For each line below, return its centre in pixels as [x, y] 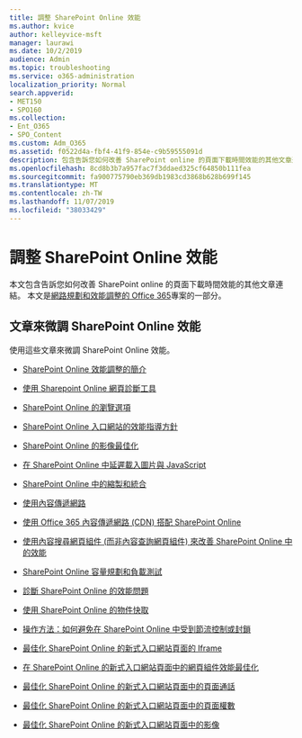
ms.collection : [38, 118]
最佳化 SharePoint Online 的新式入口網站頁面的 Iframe [122, 648]
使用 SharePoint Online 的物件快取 [85, 609]
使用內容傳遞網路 [54, 503]
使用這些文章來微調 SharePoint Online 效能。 [92, 350]
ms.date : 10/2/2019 [46, 51]
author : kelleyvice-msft [56, 34]
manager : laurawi [42, 43]
